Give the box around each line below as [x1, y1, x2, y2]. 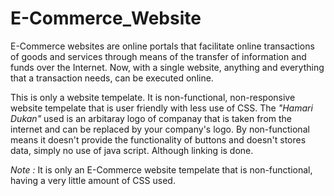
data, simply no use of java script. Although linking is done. [10, 144, 254, 156]
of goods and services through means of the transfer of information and [10, 50, 307, 62]
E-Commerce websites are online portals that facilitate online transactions [10, 40, 315, 52]
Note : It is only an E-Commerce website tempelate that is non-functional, [10, 163, 313, 176]
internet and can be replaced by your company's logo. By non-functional [10, 123, 310, 135]
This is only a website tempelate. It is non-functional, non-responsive [10, 91, 296, 103]
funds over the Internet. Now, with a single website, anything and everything [10, 61, 325, 73]
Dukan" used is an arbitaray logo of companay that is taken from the [10, 112, 292, 124]
